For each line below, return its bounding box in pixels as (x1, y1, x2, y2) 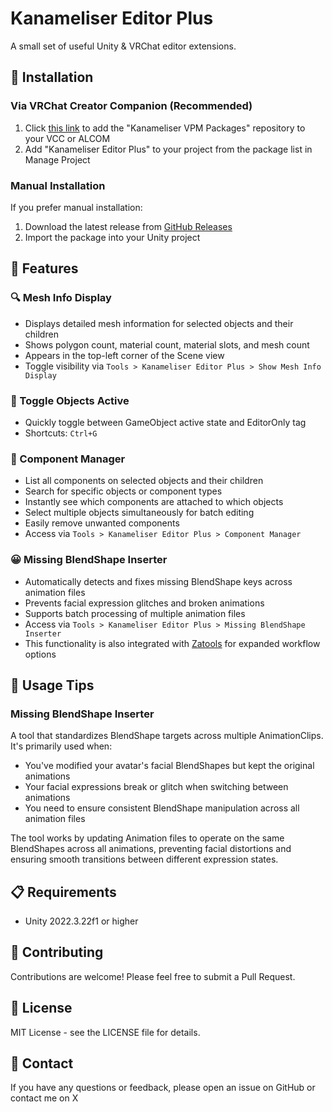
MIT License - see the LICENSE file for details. (10, 1026, 201, 1038)
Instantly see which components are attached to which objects (24, 496, 284, 508)
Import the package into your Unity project (24, 231, 201, 243)
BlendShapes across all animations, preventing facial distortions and (10, 843, 292, 855)
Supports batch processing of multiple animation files (24, 607, 246, 619)
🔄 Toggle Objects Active (10, 393, 130, 407)
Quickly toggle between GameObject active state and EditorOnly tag (24, 416, 307, 428)
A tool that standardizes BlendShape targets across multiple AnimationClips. (10, 730, 324, 742)
